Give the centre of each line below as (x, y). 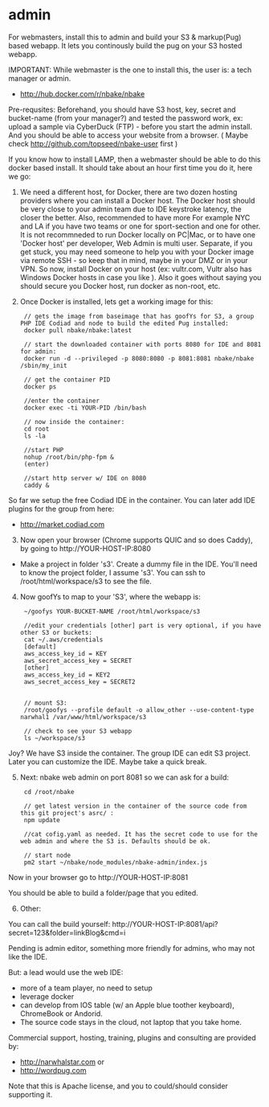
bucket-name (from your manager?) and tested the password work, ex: (126, 117)
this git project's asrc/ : (67, 813)
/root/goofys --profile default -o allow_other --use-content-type (139, 710)
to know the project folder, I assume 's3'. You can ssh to (113, 572)
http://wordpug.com (53, 1070)
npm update (42, 820)
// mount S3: (45, 703)
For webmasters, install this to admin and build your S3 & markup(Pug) (125, 37)
